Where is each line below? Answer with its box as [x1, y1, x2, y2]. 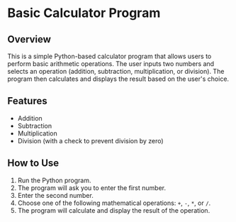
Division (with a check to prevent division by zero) [17, 136, 164, 145]
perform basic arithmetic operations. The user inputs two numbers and [7, 60, 215, 68]
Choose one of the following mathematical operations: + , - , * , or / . [17, 199, 211, 207]
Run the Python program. [17, 176, 91, 184]
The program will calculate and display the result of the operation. [17, 206, 210, 214]
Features [7, 95, 47, 107]
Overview [7, 33, 52, 45]
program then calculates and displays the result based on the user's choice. [7, 74, 229, 83]
